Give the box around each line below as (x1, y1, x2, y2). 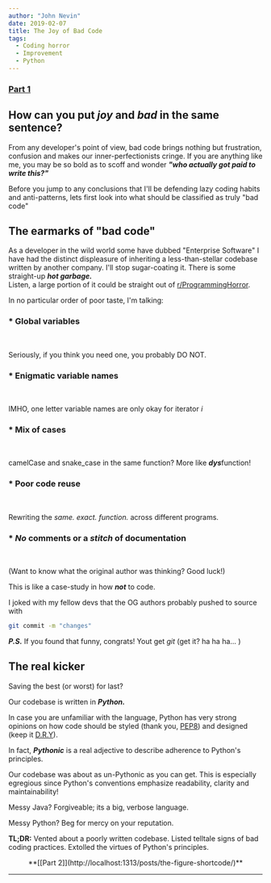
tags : (8, 34, 27, 43)
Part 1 (8, 83, 31, 94)
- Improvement (15, 49, 63, 57)
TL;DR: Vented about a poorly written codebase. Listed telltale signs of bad (8, 833, 259, 843)
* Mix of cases (8, 424, 66, 435)
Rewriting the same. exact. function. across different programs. (8, 512, 219, 521)
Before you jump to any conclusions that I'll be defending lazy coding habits (8, 183, 261, 194)
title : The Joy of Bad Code (8, 27, 103, 35)
